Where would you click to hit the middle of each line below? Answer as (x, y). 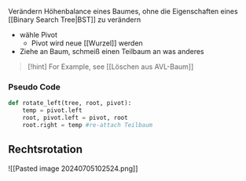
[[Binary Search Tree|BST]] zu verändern (75, 20)
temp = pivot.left (52, 110)
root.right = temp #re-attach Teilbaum (88, 125)
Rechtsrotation (46, 149)
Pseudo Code (35, 87)
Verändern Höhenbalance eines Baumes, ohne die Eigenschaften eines (123, 11)
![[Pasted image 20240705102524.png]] (73, 168)
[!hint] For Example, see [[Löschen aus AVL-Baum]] (110, 67)
